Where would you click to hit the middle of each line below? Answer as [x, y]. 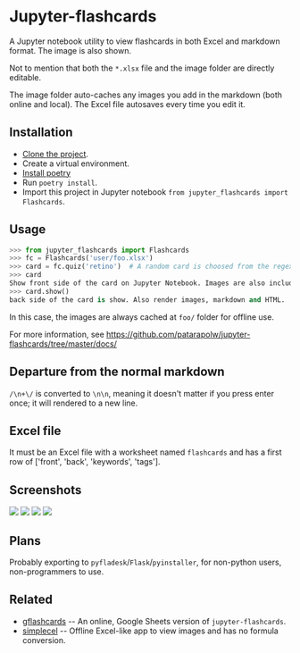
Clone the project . [55, 154]
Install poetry [46, 172]
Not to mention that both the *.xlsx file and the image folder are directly [142, 68]
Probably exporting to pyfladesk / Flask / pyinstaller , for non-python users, [146, 562]
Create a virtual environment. [75, 163]
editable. [25, 77]
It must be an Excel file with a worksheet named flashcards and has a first [146, 452]
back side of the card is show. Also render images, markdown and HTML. [147, 300]
